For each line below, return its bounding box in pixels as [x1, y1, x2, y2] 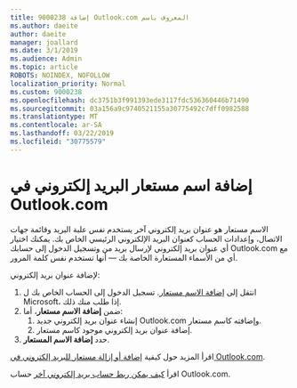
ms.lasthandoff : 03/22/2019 [10, 129, 115, 138]
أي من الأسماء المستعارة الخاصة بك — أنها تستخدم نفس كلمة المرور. [10, 252, 238, 263]
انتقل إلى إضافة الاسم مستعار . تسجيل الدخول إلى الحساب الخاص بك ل [22, 287, 257, 297]
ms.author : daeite [10, 21, 78, 30]
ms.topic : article [10, 63, 78, 72]
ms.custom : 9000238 [10, 87, 83, 96]
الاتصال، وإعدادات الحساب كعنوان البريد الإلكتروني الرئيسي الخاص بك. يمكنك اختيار [10, 233, 283, 244]
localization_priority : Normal [10, 79, 126, 88]
